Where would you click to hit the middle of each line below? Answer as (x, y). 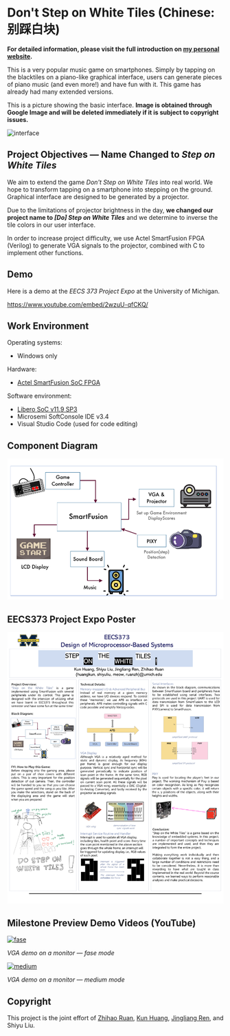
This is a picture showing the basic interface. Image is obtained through (110, 105)
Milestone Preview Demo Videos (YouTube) (102, 923)
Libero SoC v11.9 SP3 (47, 409)
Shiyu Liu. (21, 1025)
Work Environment (48, 326)
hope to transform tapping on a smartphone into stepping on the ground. (110, 189)
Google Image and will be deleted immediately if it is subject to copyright (113, 112)
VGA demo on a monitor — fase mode (61, 953)
